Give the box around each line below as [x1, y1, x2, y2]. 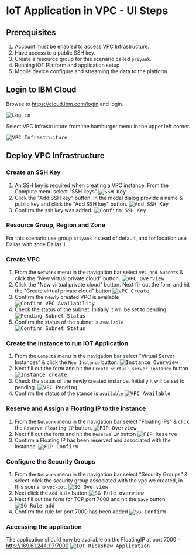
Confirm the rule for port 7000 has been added [14, 508, 128, 515]
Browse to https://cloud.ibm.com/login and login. [6, 100, 124, 107]
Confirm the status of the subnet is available [14, 318, 124, 326]
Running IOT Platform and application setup [14, 62, 120, 69]
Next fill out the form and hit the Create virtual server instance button [14, 365, 188, 372]
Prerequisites [6, 28, 56, 38]
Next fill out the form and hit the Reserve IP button [14, 430, 136, 437]
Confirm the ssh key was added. [14, 206, 93, 213]
